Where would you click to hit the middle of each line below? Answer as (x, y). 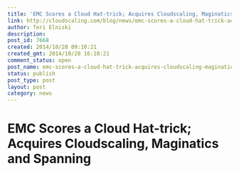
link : (15, 21)
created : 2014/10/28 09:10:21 (52, 47)
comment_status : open (39, 61)
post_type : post (31, 80)
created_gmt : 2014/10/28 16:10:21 (59, 54)
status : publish (31, 73)
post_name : (23, 67)
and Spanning (49, 159)
